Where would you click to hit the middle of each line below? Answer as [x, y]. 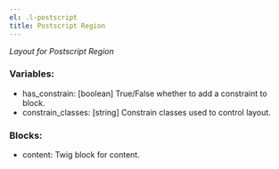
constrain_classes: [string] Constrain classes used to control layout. [147, 112]
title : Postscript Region [57, 26]
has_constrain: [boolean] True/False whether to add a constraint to [144, 93]
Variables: [32, 74]
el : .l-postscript [43, 17]
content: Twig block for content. [81, 155]
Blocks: [26, 135]
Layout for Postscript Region [62, 51]
